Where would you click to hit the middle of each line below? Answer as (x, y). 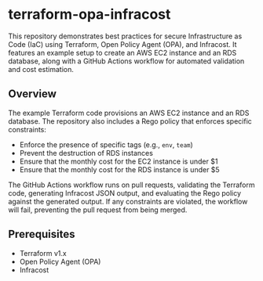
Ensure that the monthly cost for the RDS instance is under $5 (119, 169)
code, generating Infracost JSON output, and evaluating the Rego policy (125, 193)
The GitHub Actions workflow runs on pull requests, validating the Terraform (131, 185)
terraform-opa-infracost (89, 14)
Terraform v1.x (43, 253)
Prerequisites (42, 234)
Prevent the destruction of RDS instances (86, 153)
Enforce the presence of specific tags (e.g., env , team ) (106, 144)
